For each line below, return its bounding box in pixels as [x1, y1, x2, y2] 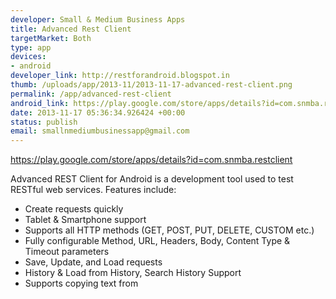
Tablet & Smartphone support [24, 214, 147, 226]
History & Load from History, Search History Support [24, 267, 242, 279]
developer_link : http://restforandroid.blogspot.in [10, 71, 230, 81]
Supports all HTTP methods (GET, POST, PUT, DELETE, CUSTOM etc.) [24, 224, 315, 236]
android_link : [10, 98, 70, 108]
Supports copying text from [24, 277, 139, 290]
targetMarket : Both [10, 33, 92, 43]
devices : [10, 52, 47, 62]
